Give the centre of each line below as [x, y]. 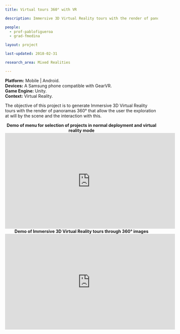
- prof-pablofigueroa [31, 32]
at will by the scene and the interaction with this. [53, 116]
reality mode [82, 130]
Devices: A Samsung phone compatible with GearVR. [58, 86]
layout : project [21, 45]
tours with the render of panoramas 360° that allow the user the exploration [81, 110]
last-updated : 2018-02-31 [31, 54]
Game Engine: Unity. [26, 91]
